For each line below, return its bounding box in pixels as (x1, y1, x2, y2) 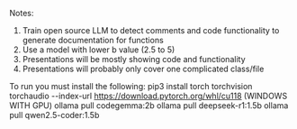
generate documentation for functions (22, 35, 164, 45)
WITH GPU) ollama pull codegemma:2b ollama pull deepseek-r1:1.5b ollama (9, 100, 289, 111)
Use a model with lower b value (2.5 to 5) (22, 44, 175, 55)
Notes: (9, 8, 34, 18)
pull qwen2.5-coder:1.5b (9, 110, 100, 120)
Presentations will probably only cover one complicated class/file (22, 63, 265, 74)
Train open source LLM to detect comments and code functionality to (22, 25, 280, 35)
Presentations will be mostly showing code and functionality (22, 54, 246, 64)
